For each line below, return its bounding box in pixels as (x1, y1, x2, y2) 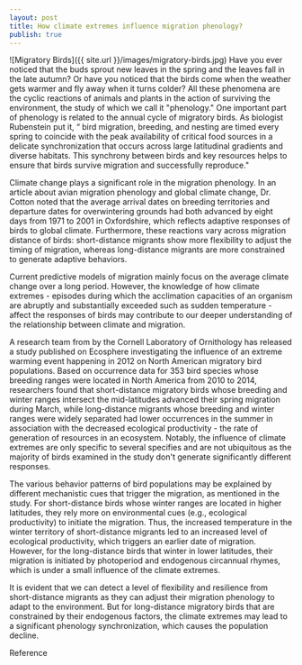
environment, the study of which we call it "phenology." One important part (9, 103, 288, 114)
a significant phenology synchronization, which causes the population (9, 621, 269, 632)
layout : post (9, 13, 58, 23)
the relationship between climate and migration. (9, 319, 186, 330)
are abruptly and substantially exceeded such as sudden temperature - (9, 300, 272, 311)
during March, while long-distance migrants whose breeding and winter (9, 404, 275, 414)
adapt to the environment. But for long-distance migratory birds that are (9, 601, 275, 613)
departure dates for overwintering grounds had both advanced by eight (9, 206, 274, 217)
